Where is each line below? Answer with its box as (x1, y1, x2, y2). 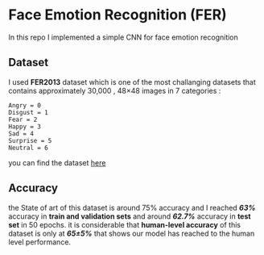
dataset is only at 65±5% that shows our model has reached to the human (8, 228, 255, 238)
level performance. (8, 236, 71, 247)
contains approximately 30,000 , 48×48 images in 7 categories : (8, 86, 221, 95)
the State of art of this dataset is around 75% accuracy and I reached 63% (8, 203, 256, 212)
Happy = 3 (8, 123, 42, 131)
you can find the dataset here (8, 157, 106, 167)
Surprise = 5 (8, 136, 52, 144)
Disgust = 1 (8, 108, 48, 116)
